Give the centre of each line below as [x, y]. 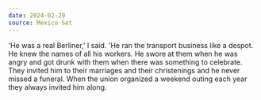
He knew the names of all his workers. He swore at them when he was [123, 54]
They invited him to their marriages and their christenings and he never [124, 70]
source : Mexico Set [40, 23]
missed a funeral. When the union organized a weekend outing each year [128, 79]
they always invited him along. [58, 87]
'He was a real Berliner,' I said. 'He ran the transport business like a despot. [131, 45]
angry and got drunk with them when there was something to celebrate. [126, 62]
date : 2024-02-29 [37, 15]
